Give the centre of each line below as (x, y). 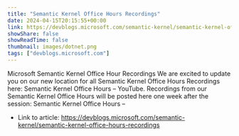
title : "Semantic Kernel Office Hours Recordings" (84, 14)
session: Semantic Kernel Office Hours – (67, 103)
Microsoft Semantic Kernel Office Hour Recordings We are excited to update (119, 73)
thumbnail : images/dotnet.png (52, 47)
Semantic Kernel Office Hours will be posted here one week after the (108, 96)
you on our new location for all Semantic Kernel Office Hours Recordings (114, 81)
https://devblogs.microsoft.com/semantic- (123, 117)
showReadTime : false (38, 40)
